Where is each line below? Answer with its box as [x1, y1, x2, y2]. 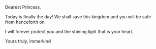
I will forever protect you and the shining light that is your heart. [5, 29, 134, 34]
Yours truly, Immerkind [5, 38, 51, 44]
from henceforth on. [5, 19, 46, 25]
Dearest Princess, [5, 4, 41, 10]
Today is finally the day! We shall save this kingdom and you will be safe [5, 14, 151, 19]
